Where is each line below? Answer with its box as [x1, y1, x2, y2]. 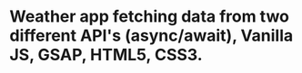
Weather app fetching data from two [9, 6, 289, 27]
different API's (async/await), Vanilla [9, 25, 294, 46]
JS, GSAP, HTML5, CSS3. [9, 45, 203, 65]
